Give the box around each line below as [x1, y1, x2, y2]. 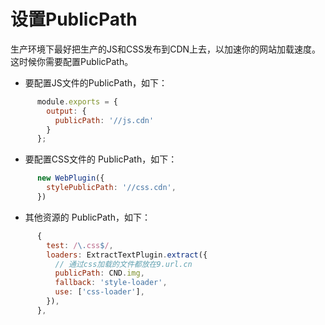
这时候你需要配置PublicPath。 [10, 55, 134, 67]
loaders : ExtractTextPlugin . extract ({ [46, 250, 208, 260]
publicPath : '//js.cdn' [54, 115, 155, 125]
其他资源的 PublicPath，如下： [24, 211, 151, 223]
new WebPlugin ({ [36, 173, 105, 184]
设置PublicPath [10, 8, 138, 31]
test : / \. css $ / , [46, 240, 114, 250]
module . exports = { [36, 96, 118, 107]
